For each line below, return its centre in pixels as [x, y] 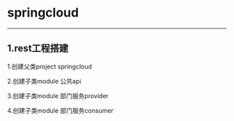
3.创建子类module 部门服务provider [58, 95]
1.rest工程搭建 [38, 49]
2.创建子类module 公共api [44, 81]
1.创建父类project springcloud [50, 66]
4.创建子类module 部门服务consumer [60, 110]
